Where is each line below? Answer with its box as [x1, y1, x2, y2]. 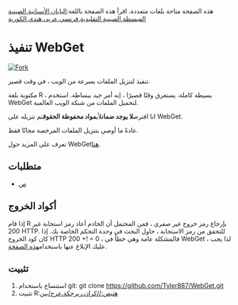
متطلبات [8, 161, 42, 173]
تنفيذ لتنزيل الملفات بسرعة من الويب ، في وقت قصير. [8, 76, 150, 85]
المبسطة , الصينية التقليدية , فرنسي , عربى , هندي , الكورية [8, 14, 147, 23]
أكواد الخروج [8, 200, 56, 212]
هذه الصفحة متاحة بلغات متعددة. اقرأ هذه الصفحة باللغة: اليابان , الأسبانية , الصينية [8, 7, 214, 15]
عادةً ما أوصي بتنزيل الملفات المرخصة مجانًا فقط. [8, 126, 139, 134]
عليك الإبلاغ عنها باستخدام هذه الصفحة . [8, 241, 108, 250]
